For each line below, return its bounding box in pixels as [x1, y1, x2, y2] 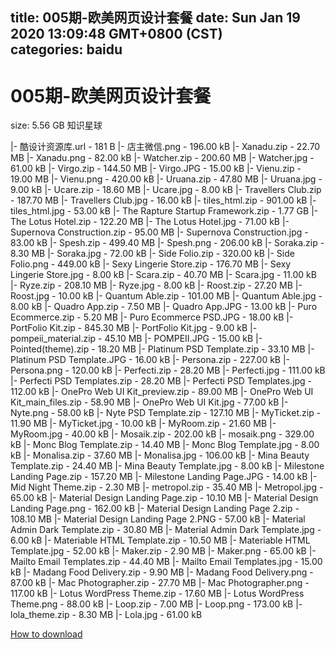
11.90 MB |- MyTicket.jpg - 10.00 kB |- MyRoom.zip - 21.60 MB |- [10, 418, 277, 430]
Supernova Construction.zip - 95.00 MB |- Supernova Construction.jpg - [10, 226, 309, 238]
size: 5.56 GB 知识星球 [10, 119, 103, 132]
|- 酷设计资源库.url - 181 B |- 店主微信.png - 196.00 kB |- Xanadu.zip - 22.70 [10, 141, 321, 153]
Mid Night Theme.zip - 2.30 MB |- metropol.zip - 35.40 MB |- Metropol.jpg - [10, 481, 324, 493]
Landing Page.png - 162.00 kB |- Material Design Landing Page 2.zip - [10, 503, 300, 515]
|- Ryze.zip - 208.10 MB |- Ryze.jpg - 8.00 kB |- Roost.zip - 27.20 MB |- [10, 279, 303, 292]
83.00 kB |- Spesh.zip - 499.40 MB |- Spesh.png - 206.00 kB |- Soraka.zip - [10, 237, 325, 249]
